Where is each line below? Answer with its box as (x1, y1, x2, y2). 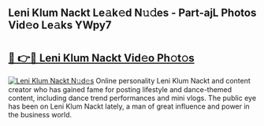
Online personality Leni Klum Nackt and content (95, 76, 251, 85)
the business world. (8, 110, 73, 119)
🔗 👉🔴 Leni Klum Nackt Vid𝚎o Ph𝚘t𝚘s (8, 51, 195, 65)
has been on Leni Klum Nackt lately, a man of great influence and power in (8, 102, 250, 111)
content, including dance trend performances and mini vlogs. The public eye (8, 94, 257, 102)
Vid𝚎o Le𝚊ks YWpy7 (8, 19, 112, 32)
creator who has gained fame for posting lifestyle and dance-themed (8, 85, 232, 94)
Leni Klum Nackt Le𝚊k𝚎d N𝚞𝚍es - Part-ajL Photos (8, 6, 257, 20)
